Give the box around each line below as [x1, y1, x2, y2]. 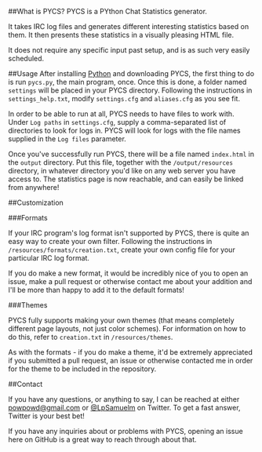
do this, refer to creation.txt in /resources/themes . [8, 333, 173, 341]
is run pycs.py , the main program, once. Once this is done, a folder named [8, 78, 247, 86]
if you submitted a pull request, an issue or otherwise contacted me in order [8, 356, 253, 365]
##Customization [8, 198, 64, 207]
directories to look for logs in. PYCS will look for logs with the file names [8, 126, 241, 135]
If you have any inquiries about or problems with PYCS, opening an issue [8, 427, 243, 436]
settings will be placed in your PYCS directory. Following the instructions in [8, 86, 253, 95]
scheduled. [8, 54, 45, 63]
